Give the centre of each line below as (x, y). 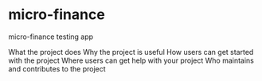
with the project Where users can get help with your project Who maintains (131, 60)
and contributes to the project (57, 68)
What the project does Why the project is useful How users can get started (131, 52)
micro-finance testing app (51, 37)
